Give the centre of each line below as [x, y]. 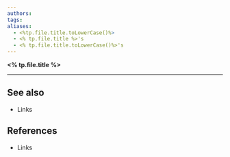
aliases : [20, 26]
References [32, 131]
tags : [15, 20]
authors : [20, 13]
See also [26, 93]
